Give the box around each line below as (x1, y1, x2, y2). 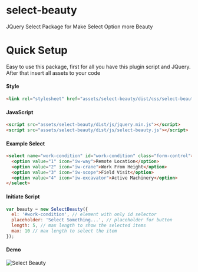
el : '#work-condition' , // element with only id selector (11, 211, 157, 218)
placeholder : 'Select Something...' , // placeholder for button (11, 217, 173, 223)
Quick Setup (6, 44, 68, 57)
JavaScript (6, 108, 34, 115)
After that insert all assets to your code (6, 69, 101, 77)
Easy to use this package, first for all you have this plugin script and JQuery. (6, 63, 191, 70)
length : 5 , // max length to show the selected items (11, 223, 146, 228)
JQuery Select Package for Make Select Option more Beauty (6, 23, 153, 30)
